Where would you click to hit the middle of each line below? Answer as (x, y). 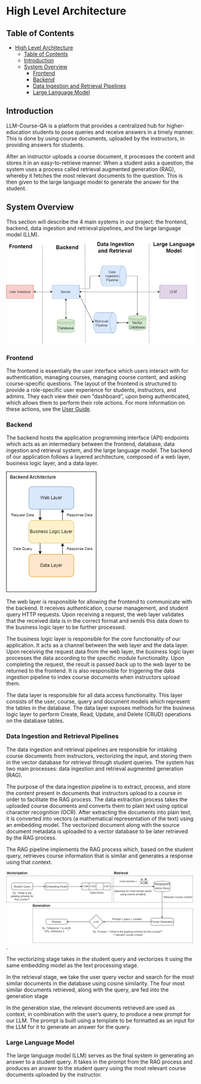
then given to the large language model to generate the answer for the (93, 182)
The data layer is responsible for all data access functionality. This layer (95, 695)
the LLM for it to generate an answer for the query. (68, 1027)
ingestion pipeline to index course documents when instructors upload (93, 677)
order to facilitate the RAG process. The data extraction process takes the (97, 799)
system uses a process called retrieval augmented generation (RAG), (91, 169)
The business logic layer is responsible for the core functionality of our (93, 639)
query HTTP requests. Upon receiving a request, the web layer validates (95, 614)
